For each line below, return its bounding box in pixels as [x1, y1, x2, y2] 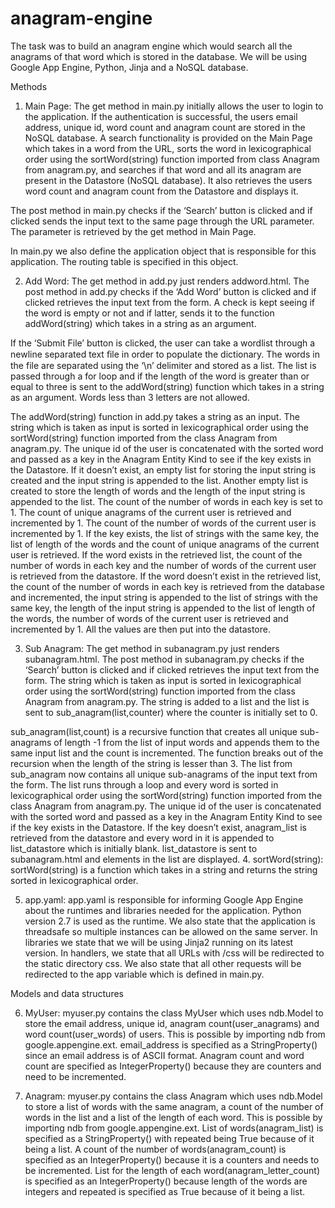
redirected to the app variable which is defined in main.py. [24, 968, 265, 980]
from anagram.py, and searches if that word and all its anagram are [24, 163, 302, 176]
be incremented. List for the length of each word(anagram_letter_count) [24, 1164, 320, 1176]
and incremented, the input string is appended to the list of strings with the [10, 591, 318, 603]
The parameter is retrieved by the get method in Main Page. [10, 225, 257, 237]
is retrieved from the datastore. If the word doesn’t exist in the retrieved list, [10, 570, 322, 582]
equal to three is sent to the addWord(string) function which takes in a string [10, 380, 325, 392]
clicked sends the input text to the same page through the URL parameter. [10, 215, 315, 227]
